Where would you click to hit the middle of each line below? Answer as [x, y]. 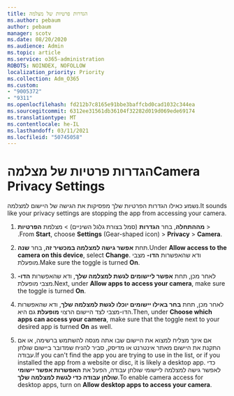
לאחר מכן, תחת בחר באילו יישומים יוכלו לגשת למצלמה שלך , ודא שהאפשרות [120, 305]
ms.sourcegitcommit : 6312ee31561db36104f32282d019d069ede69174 [101, 111]
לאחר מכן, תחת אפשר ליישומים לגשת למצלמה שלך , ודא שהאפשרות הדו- [117, 276]
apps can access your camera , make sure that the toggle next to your [118, 319]
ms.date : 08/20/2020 [37, 40]
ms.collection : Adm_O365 [43, 79]
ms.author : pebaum [34, 20]
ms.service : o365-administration [56, 59]
